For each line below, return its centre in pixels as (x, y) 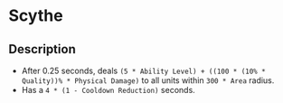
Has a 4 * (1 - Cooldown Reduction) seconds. (108, 90)
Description (42, 49)
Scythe (36, 16)
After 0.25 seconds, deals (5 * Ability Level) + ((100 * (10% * (143, 70)
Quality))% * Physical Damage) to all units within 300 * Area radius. (148, 80)
